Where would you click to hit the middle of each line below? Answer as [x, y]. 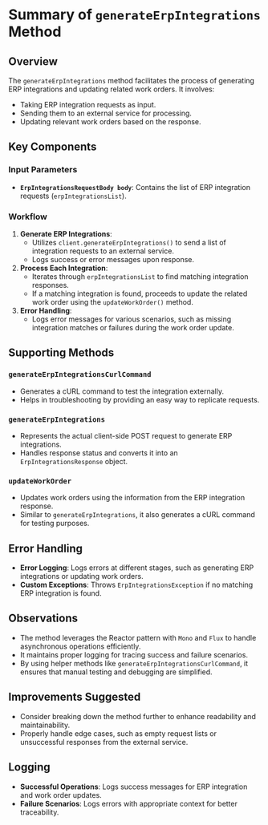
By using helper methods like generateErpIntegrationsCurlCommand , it [134, 663]
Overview [33, 61]
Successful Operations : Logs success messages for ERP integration [134, 787]
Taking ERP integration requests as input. [88, 105]
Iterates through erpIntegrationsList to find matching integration [140, 276]
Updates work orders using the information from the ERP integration [132, 498]
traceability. [39, 812]
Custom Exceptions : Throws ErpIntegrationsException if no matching [136, 585]
